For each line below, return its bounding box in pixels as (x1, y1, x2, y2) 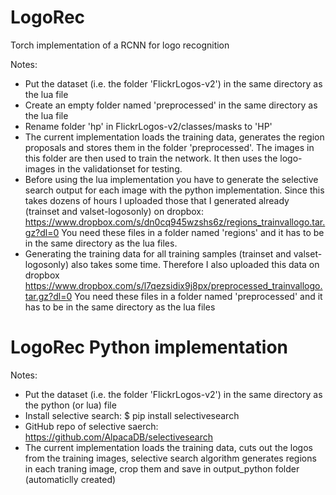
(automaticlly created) (24, 473, 117, 485)
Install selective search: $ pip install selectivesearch (24, 409, 240, 421)
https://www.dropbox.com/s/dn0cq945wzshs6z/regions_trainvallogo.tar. (24, 216, 326, 228)
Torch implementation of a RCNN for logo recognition (10, 39, 230, 51)
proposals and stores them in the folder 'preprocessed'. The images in (24, 141, 315, 153)
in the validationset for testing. (57, 162, 183, 175)
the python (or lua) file (24, 399, 117, 411)
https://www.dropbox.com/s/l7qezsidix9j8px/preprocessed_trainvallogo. (24, 279, 323, 291)
